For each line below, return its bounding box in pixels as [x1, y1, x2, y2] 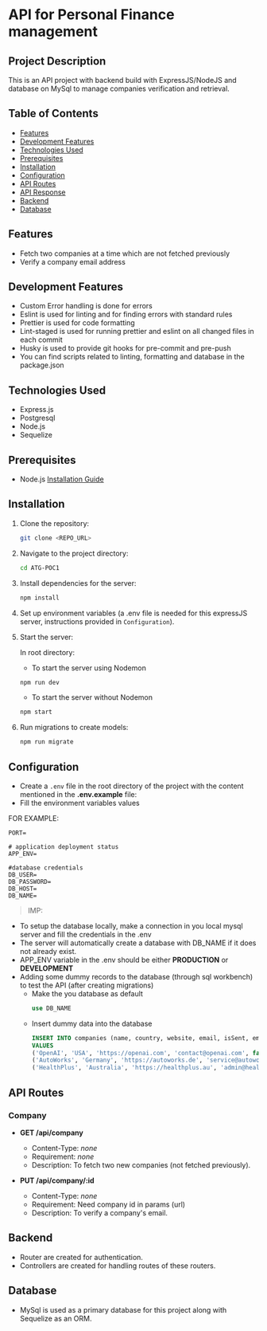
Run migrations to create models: [19, 723, 129, 732]
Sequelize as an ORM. [19, 1313, 93, 1323]
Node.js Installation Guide [19, 474, 105, 484]
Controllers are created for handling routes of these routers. [19, 1261, 216, 1270]
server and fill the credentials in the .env [19, 929, 153, 939]
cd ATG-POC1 [19, 563, 60, 571]
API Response [19, 187, 66, 197]
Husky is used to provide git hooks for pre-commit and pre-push [19, 344, 232, 353]
